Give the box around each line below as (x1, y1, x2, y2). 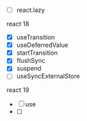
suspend (16, 64, 42, 73)
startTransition (16, 48, 58, 57)
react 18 (6, 20, 30, 28)
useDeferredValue (16, 41, 68, 49)
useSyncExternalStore (16, 72, 80, 80)
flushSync (16, 57, 46, 65)
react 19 (6, 86, 30, 94)
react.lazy (16, 6, 46, 14)
